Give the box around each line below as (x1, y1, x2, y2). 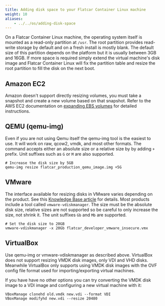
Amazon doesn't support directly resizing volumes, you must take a (5, 93, 141, 98)
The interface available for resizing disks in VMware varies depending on (5, 191, 153, 197)
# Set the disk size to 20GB (5, 221, 65, 226)
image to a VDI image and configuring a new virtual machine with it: (5, 282, 142, 288)
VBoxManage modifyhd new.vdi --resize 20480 (5, 296, 98, 301)
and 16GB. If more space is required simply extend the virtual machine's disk (5, 55, 160, 61)
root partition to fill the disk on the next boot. (5, 66, 96, 71)
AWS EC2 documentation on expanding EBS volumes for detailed (5, 103, 137, 109)
